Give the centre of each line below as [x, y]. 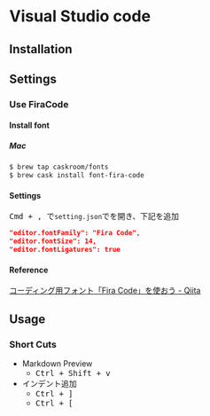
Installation [41, 49]
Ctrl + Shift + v [73, 373]
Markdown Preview [57, 363]
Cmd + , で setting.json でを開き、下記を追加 [94, 216]
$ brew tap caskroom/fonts [59, 167]
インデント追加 [49, 383]
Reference [29, 270]
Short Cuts [33, 344]
